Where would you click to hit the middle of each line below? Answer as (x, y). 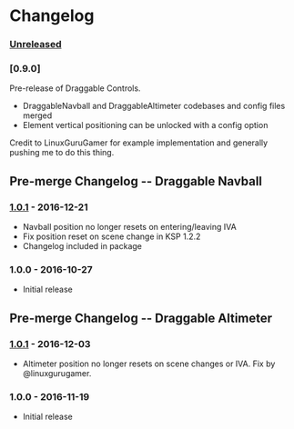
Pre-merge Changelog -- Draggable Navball (136, 181)
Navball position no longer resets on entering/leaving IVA (129, 227)
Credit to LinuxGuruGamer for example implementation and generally (139, 143)
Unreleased (35, 45)
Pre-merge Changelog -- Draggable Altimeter (141, 318)
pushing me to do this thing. (62, 153)
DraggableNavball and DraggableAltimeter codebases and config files (154, 106)
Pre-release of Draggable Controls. (75, 88)
